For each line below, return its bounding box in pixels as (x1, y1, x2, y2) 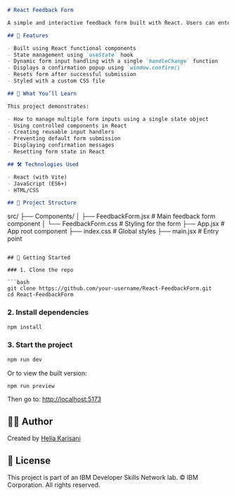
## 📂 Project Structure (7, 199, 77, 207)
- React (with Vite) (7, 173, 68, 181)
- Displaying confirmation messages (7, 141, 114, 149)
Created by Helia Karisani (7, 434, 81, 443)
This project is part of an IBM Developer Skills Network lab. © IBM (7, 473, 199, 482)
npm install (7, 324, 42, 331)
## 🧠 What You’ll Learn (7, 90, 77, 97)
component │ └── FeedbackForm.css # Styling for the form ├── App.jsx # (7, 220, 225, 228)
